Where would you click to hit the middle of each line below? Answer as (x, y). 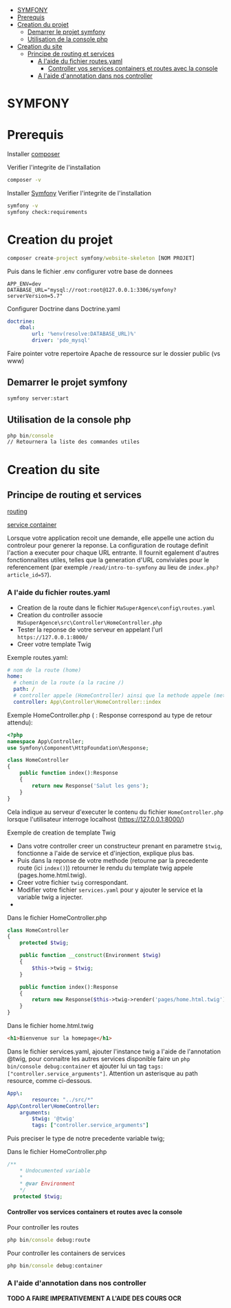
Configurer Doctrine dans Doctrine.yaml (64, 308)
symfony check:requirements (47, 212)
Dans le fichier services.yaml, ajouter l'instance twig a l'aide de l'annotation (114, 1051)
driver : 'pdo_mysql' (61, 341)
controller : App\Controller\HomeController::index (87, 702)
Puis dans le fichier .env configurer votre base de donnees (90, 271)
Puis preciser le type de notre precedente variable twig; (86, 1139)
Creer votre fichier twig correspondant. (73, 882)
